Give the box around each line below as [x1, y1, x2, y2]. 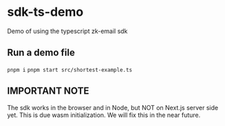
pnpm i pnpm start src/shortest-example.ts [7, 66, 133, 73]
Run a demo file [7, 47, 76, 59]
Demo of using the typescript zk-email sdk [7, 27, 128, 35]
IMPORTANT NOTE [7, 85, 89, 97]
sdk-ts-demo [7, 4, 84, 20]
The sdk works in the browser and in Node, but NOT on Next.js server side [7, 103, 219, 112]
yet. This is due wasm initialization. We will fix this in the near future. [7, 111, 201, 119]
